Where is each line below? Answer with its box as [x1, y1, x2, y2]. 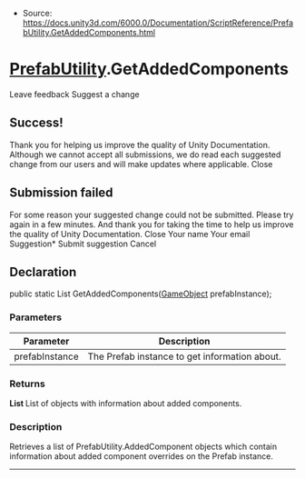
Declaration [9, 264, 77, 280]
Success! [9, 115, 64, 131]
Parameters [9, 311, 62, 324]
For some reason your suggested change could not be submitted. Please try [9, 209, 294, 220]
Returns [9, 377, 45, 390]
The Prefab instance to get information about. [87, 350, 281, 363]
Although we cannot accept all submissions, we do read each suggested [9, 149, 281, 160]
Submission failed [9, 185, 113, 201]
